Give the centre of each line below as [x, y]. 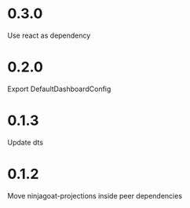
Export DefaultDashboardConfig [59, 89]
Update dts [26, 142]
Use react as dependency [49, 35]
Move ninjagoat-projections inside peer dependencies [95, 195]
